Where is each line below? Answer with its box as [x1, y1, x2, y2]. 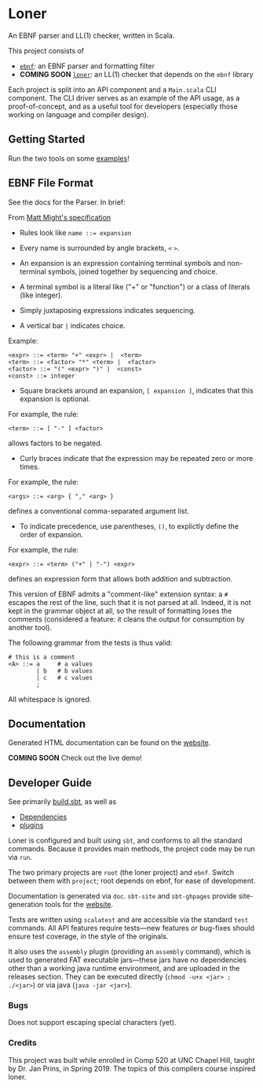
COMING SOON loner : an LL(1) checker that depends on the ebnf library [19, 69, 254, 79]
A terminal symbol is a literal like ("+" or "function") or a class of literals [19, 282, 250, 291]
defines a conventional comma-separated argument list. [8, 506, 190, 515]
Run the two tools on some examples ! [8, 153, 130, 163]
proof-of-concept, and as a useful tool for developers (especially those [8, 101, 238, 111]
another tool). [8, 622, 53, 632]
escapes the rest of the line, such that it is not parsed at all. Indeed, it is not [8, 597, 251, 607]
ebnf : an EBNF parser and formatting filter [19, 61, 155, 71]
